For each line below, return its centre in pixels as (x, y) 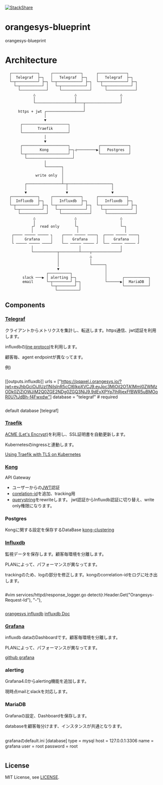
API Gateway (18, 478)
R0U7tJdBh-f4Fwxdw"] (28, 397)
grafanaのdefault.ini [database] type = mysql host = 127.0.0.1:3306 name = (79, 740)
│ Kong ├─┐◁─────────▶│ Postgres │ (76, 150)
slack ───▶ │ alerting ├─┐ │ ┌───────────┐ (87, 277)
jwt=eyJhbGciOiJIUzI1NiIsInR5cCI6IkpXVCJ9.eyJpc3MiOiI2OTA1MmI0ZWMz (81, 386)
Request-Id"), (19, 600)
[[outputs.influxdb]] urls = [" (33, 381)
